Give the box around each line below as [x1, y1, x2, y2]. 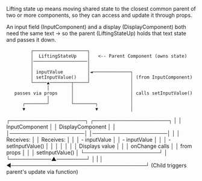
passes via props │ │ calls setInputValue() [14, 90, 193, 96]
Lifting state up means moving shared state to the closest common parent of [6, 5, 196, 12]
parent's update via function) [6, 168, 78, 175]
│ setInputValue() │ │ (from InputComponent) [30, 74, 193, 81]
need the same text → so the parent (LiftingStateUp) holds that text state [6, 30, 187, 37]
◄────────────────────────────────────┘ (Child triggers [6, 162, 187, 169]
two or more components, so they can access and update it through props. [6, 12, 192, 19]
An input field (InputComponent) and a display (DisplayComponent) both [6, 24, 186, 30]
